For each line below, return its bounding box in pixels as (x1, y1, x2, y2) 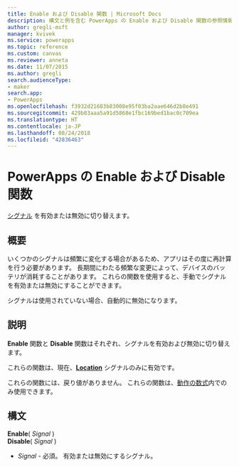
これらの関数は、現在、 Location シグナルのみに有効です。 (7, 363, 179, 372)
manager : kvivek (7, 30, 55, 38)
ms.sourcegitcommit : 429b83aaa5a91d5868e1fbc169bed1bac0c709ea (7, 109, 199, 117)
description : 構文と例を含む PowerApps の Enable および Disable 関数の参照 (7, 17, 223, 24)
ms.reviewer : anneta (7, 57, 69, 64)
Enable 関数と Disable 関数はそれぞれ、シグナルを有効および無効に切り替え (7, 339, 231, 348)
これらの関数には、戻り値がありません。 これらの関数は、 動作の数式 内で (7, 378, 221, 387)
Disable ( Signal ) (7, 436, 57, 445)
